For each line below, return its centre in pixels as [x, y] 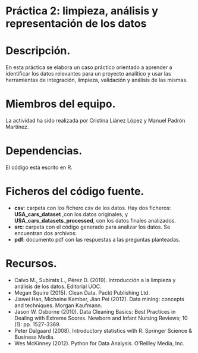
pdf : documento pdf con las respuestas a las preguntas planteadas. [97, 239]
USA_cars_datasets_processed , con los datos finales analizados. [95, 220]
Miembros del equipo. [61, 104]
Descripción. [38, 51]
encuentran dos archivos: [45, 233]
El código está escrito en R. [39, 167]
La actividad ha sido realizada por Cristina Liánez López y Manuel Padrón [95, 121]
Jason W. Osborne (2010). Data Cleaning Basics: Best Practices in [95, 311]
